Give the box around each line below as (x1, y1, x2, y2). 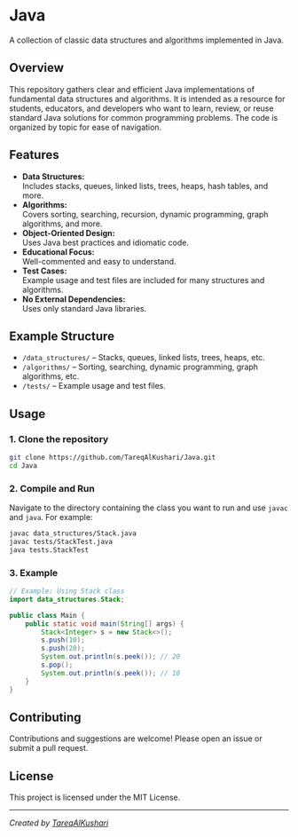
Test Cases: (21, 265, 67, 276)
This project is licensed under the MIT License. (9, 792, 181, 803)
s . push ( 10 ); (41, 636, 86, 644)
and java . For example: (9, 512, 93, 523)
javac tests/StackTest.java (9, 537, 114, 546)
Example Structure (9, 328, 115, 343)
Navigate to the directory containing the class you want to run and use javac (9, 502, 288, 513)
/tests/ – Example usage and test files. (21, 381, 166, 391)
